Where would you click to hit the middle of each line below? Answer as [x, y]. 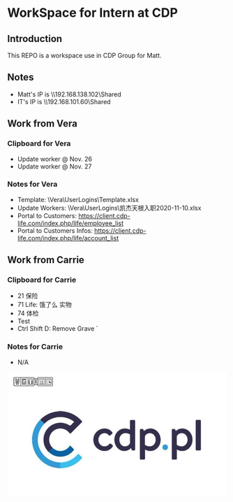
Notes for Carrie [35, 347]
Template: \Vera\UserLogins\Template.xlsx [78, 199]
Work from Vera [43, 124]
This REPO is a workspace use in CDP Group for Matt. [84, 55]
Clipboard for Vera [39, 143]
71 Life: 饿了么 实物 [44, 305]
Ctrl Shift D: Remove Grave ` [58, 329]
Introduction [35, 39]
